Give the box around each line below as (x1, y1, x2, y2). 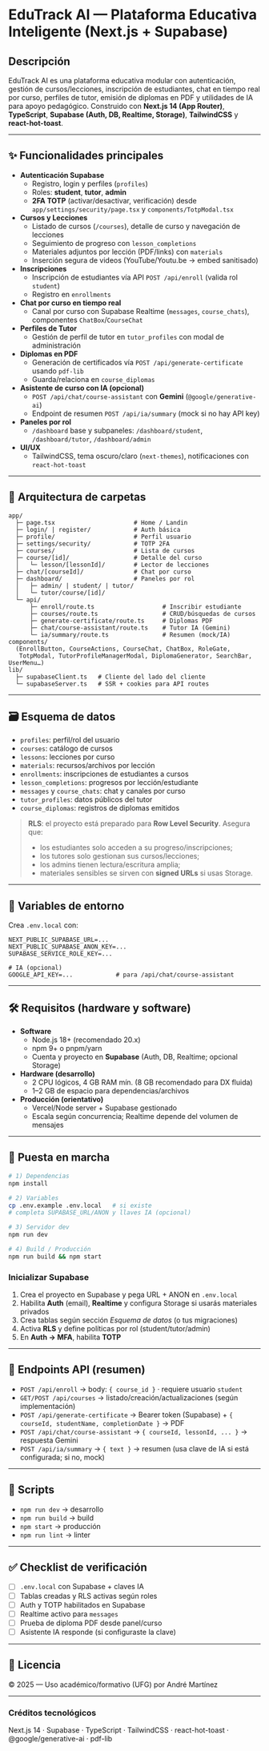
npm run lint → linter (19, 1530, 90, 1540)
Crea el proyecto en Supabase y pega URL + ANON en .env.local (19, 1290, 238, 1299)
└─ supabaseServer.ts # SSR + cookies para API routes (15, 679, 210, 688)
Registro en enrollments (31, 289, 111, 299)
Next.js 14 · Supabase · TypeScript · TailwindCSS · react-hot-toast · (8, 1725, 230, 1735)
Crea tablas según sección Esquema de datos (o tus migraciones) (19, 1315, 239, 1325)
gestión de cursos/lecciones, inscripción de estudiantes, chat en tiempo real (8, 84, 260, 94)
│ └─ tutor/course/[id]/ (15, 589, 106, 597)
